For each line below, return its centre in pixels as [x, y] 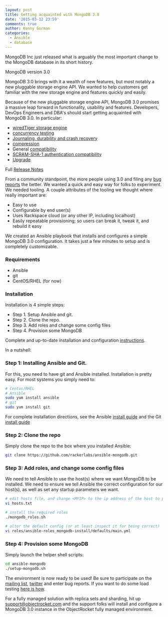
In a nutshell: [18, 350]
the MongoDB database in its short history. [49, 62]
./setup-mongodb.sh [25, 568]
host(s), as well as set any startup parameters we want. [62, 490]
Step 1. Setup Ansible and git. [43, 315]
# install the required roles [37, 513]
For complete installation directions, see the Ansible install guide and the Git [83, 417]
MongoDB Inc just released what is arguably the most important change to [82, 57]
